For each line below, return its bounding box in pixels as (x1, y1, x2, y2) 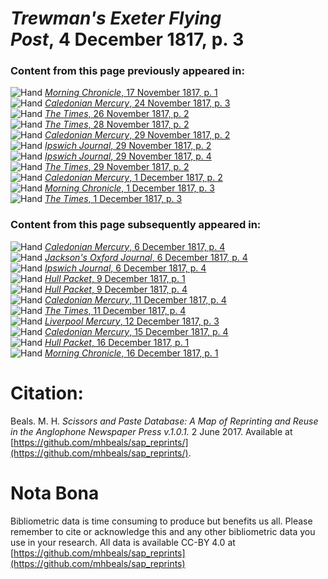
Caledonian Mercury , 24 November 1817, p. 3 (44, 97, 231, 109)
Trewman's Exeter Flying (10, 7, 222, 30)
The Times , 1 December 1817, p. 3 (44, 193, 183, 205)
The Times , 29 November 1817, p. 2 (44, 161, 190, 173)
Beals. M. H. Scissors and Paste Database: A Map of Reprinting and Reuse (10, 415, 319, 427)
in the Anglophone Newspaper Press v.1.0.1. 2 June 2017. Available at (10, 425, 293, 437)
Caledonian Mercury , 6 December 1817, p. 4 (44, 240, 226, 252)
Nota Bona (10, 482, 100, 504)
